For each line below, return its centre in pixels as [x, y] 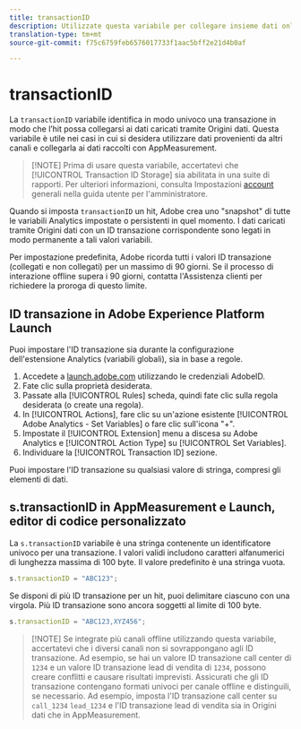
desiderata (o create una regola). [83, 405]
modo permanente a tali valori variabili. [81, 240]
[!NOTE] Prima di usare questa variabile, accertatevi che [135, 166]
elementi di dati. [39, 479]
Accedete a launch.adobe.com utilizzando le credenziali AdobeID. [144, 376]
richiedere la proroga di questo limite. [78, 286]
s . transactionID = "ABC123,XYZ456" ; [77, 622]
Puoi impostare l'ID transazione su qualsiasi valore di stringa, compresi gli [145, 470]
